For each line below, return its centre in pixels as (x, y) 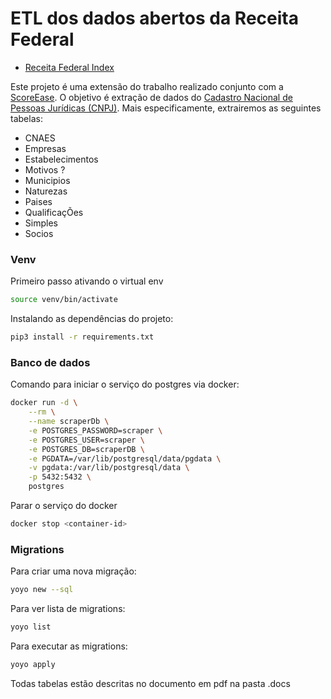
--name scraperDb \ (69, 422)
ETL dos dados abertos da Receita (154, 18)
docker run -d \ (44, 403)
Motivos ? (45, 169)
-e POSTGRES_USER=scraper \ (86, 440)
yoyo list (31, 627)
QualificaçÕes (54, 212)
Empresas (45, 148)
